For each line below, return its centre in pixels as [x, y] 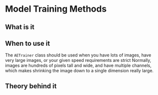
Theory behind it [31, 86]
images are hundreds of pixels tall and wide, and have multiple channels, [78, 66]
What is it [20, 27]
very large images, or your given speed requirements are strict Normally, [78, 60]
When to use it [28, 43]
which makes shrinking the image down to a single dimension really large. [79, 71]
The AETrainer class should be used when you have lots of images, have [78, 55]
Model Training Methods [56, 9]
